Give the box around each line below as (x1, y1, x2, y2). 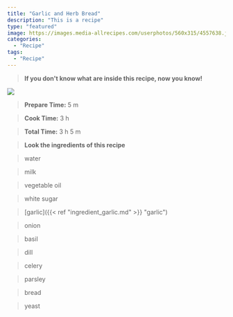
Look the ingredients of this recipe (24, 141, 126, 149)
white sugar (24, 194, 58, 203)
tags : (7, 49, 23, 56)
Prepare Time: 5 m (24, 100, 79, 109)
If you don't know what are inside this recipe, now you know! (24, 74, 203, 82)
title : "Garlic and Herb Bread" (7, 10, 101, 17)
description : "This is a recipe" (7, 17, 104, 24)
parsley (24, 275, 46, 283)
